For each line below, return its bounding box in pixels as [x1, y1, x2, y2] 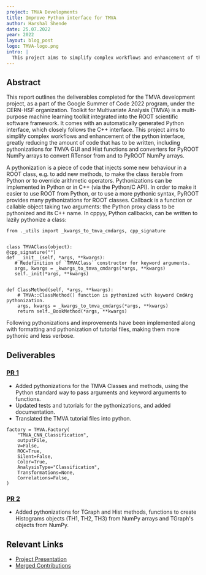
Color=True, [17, 459, 48, 465]
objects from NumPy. [15, 522, 69, 529]
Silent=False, [17, 454, 53, 460]
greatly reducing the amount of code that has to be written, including [6, 139, 180, 147]
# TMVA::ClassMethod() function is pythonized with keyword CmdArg [17, 292, 193, 299]
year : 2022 [6, 32, 34, 38]
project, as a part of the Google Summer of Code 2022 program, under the [6, 100, 195, 107]
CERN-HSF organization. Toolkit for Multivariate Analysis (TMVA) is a [6, 107, 181, 114]
